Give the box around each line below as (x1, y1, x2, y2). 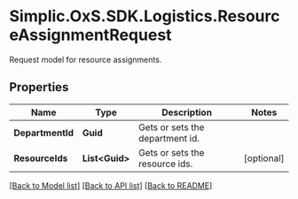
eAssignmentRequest (9, 25, 172, 45)
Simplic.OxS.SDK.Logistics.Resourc (9, 6, 280, 27)
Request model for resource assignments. (9, 54, 162, 65)
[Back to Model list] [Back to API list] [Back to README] (9, 180, 213, 191)
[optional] (243, 152, 285, 165)
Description (161, 106, 213, 119)
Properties (9, 80, 69, 95)
